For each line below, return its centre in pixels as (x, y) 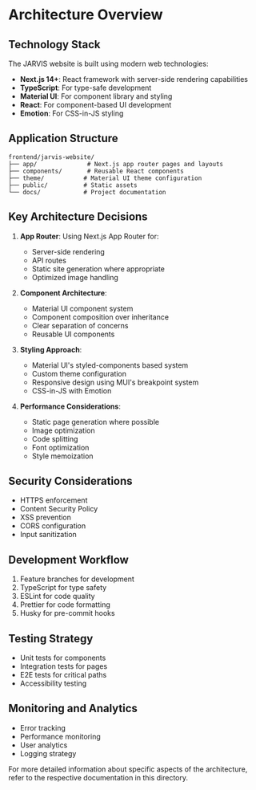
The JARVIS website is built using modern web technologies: (108, 63)
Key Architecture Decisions (78, 217)
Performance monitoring (60, 736)
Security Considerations (71, 481)
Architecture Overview (86, 15)
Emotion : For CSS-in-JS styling (72, 113)
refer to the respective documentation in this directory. (98, 777)
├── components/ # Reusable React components (96, 171)
